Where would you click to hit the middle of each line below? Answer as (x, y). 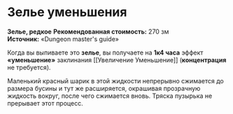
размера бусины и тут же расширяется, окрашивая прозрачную (104, 88)
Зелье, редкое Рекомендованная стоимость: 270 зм (88, 31)
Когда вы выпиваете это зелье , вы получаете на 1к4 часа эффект (105, 52)
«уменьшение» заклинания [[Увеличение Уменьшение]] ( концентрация (117, 59)
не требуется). (29, 67)
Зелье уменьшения (67, 12)
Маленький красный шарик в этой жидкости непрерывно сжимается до (115, 80)
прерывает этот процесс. (45, 103)
